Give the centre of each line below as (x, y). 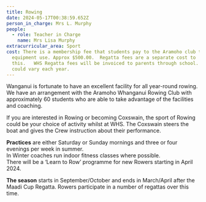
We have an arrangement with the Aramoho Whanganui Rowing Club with (99, 93)
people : (16, 29)
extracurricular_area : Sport (44, 47)
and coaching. (25, 106)
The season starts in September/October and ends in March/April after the (101, 181)
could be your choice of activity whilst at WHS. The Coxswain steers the (97, 124)
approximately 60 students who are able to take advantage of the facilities (100, 99)
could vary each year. (41, 69)
